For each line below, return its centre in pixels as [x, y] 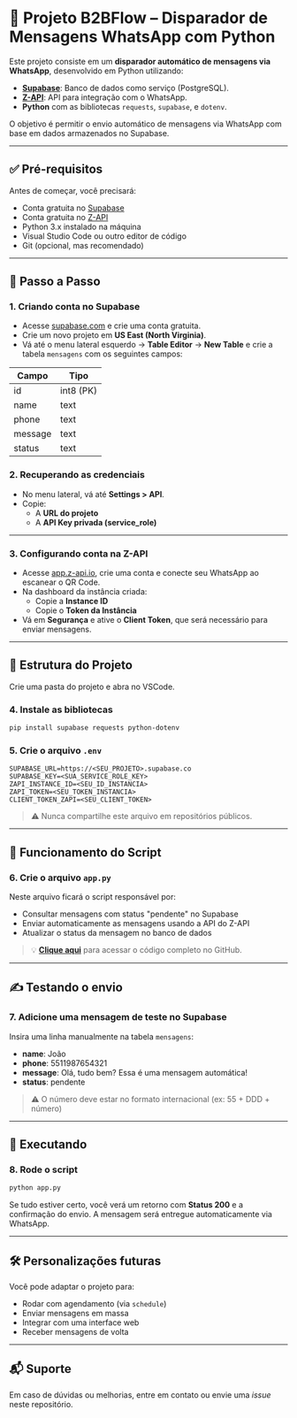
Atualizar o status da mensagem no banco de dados [117, 933]
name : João [44, 1054]
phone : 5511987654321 [65, 1063]
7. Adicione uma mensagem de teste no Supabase [118, 1017]
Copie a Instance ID [72, 602]
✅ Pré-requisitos [56, 169]
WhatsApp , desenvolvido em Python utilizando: [96, 71]
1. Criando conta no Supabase [75, 307]
